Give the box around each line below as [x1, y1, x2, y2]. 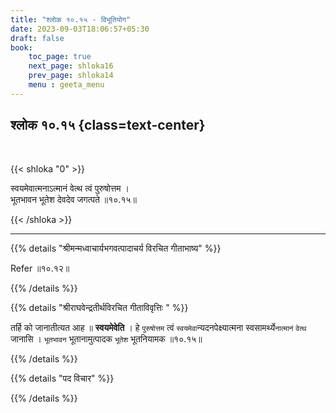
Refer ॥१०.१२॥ [10, 262, 70, 274]
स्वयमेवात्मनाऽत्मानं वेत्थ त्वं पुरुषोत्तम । [10, 182, 130, 194]
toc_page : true [28, 52, 92, 62]
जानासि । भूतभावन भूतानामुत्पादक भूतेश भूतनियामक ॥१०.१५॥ [10, 332, 203, 345]
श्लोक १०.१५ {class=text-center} [10, 117, 206, 134]
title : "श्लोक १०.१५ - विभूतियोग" [10, 14, 132, 25]
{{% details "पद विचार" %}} [10, 372, 115, 384]
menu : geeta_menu [28, 80, 105, 90]
